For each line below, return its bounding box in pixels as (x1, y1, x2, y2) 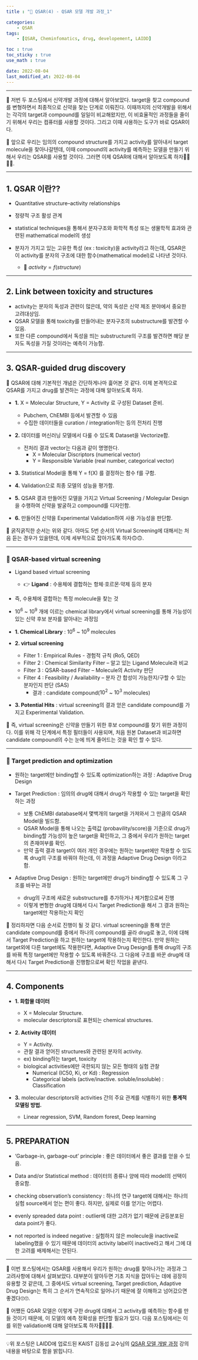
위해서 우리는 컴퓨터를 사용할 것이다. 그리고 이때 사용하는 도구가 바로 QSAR (12, 118, 185, 125)
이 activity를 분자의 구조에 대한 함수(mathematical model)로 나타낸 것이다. (14, 252, 187, 259)
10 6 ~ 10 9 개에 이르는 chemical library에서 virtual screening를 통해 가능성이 (14, 607, 192, 615)
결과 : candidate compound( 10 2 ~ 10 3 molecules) (32, 688, 151, 696)
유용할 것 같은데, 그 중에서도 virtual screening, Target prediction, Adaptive (6, 1280, 181, 1287)
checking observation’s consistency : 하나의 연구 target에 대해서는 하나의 (14, 1192, 189, 1200)
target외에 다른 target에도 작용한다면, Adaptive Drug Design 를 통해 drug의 (6, 943, 181, 950)
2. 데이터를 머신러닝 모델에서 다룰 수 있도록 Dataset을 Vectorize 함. (14, 431, 170, 439)
